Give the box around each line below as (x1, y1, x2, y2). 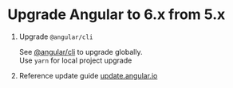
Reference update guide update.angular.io (18, 71, 158, 80)
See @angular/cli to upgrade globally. (18, 47, 143, 56)
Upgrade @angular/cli (18, 32, 93, 41)
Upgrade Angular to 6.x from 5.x (7, 6, 226, 24)
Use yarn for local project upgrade (18, 55, 132, 65)
